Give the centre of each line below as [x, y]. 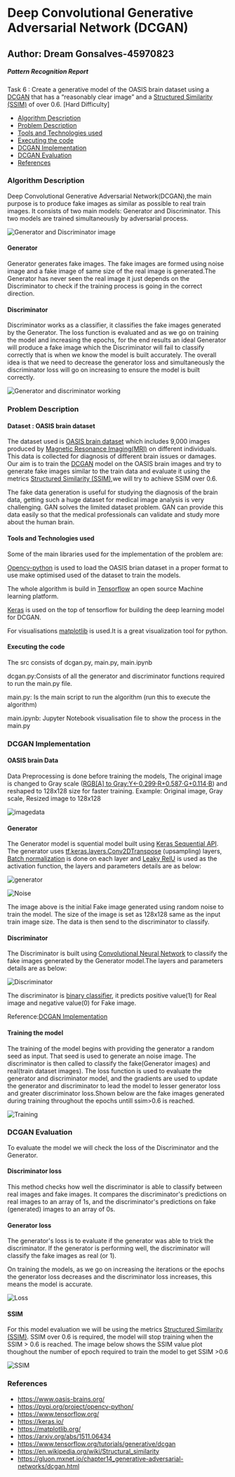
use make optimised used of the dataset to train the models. [94, 575]
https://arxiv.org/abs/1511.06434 [64, 1436]
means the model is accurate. [50, 1284]
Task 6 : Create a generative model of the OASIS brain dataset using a [108, 89]
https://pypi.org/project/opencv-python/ [75, 1406]
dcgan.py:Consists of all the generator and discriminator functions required [116, 676]
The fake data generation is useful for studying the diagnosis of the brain [113, 492]
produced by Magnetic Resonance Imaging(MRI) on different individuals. [112, 449]
